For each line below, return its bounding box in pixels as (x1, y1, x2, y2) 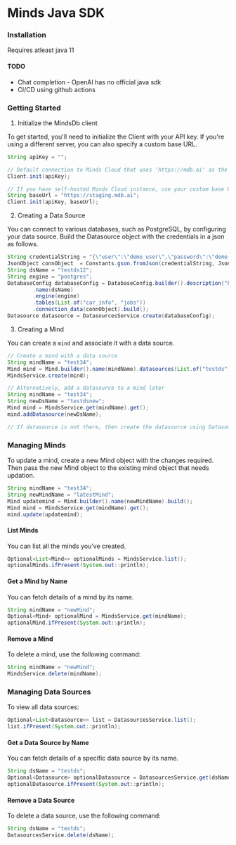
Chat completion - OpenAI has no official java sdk (17, 77, 162, 86)
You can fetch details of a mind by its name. (7, 592, 134, 601)
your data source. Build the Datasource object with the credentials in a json (7, 232, 225, 241)
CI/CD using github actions (17, 85, 96, 94)
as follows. (7, 240, 39, 248)
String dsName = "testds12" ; (7, 266, 93, 274)
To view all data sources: (7, 703, 79, 711)
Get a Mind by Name (7, 577, 68, 585)
